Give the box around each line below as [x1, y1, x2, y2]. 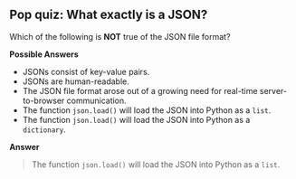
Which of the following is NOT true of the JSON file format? [9, 31, 231, 42]
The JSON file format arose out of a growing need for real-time [22, 85, 258, 96]
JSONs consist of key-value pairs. [22, 66, 150, 77]
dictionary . [22, 124, 66, 135]
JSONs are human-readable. [22, 76, 129, 87]
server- [259, 85, 288, 96]
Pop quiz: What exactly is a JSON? [9, 7, 208, 23]
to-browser [22, 95, 65, 106]
